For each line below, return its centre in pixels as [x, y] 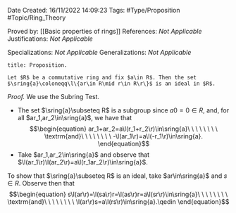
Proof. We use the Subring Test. [54, 97]
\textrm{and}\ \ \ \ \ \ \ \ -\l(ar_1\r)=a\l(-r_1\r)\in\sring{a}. [123, 136]
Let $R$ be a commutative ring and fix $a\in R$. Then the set [102, 77]
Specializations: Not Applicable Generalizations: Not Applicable [99, 52]
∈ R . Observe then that [41, 183]
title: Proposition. [38, 65]
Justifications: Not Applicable [50, 39]
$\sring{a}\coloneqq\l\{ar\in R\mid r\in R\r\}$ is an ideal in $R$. [112, 84]
